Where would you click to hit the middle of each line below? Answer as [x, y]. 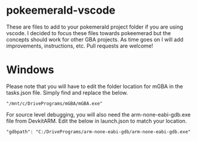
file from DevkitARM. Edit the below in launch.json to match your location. [96, 121]
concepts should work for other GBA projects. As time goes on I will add [95, 39]
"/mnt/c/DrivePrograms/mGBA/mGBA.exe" [54, 104]
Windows [30, 70]
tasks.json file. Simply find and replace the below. [67, 92]
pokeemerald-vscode [61, 10]
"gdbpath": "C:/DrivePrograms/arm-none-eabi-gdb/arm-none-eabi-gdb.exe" [98, 131]
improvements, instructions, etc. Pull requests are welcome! [80, 46]
